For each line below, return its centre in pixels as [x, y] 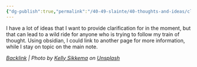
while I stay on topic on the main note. [52, 47]
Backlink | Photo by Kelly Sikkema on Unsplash [63, 58]
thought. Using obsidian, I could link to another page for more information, [96, 40]
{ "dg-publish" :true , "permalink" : [47, 11]
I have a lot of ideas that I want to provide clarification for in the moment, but [98, 28]
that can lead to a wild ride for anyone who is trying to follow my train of [93, 34]
